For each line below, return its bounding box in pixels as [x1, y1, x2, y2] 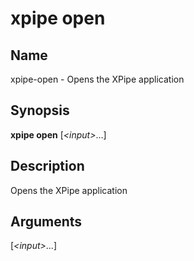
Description [10, 158, 85, 175]
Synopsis [10, 102, 70, 119]
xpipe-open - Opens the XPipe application [10, 73, 185, 85]
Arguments [10, 213, 83, 231]
